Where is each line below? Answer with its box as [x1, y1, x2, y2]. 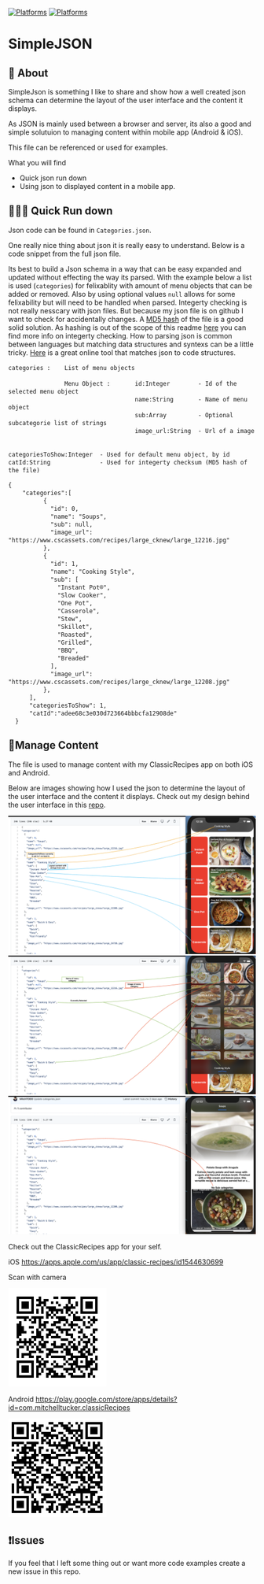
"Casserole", [57, 607, 101, 615]
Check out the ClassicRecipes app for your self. [8, 1242, 163, 1252]
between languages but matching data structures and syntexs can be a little [8, 339, 254, 349]
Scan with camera [8, 1272, 67, 1282]
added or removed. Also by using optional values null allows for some [8, 289, 236, 298]
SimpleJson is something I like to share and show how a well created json [8, 87, 246, 96]
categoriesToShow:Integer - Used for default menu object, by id [8, 450, 230, 458]
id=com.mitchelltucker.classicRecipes [8, 1403, 131, 1412]
